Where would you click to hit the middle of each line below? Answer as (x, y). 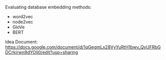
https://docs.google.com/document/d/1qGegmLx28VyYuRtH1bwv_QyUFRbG (83, 47)
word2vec (23, 16)
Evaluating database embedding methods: (48, 7)
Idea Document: (22, 42)
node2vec (23, 22)
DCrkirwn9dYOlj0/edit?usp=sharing (42, 52)
